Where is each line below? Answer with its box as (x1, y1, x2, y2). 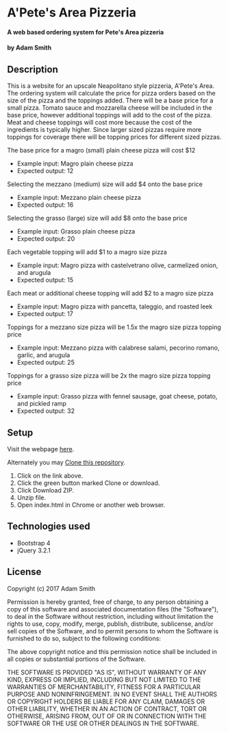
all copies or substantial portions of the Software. (7, 655, 146, 663)
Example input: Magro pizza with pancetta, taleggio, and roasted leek (16, 302, 213, 311)
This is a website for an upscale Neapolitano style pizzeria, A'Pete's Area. (7, 82, 214, 90)
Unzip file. (16, 493, 47, 501)
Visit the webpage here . (7, 445, 75, 453)
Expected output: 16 (16, 201, 74, 209)
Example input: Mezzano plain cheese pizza (16, 194, 142, 202)
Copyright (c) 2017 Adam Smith (7, 584, 96, 592)
